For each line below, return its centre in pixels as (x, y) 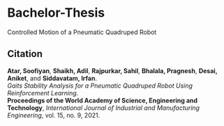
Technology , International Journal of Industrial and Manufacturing (104, 108)
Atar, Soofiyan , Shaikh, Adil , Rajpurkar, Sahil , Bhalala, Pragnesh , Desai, (112, 70)
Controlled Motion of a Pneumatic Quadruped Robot (82, 32)
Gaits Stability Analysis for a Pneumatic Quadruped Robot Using (100, 86)
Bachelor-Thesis (56, 13)
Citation (25, 54)
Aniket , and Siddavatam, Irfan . (52, 78)
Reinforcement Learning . (43, 93)
